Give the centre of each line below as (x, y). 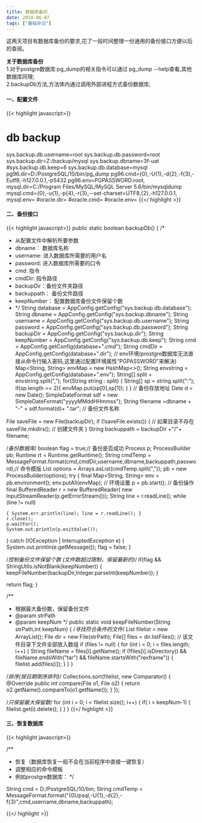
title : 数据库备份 (27, 12)
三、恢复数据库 (25, 724)
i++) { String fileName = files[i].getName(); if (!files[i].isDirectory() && (101, 651)
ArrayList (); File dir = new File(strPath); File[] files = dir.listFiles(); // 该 (101, 636)
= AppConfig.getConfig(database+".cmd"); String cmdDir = (89, 346)
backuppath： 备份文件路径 (49, 293)
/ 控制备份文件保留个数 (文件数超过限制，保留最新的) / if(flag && (84, 559)
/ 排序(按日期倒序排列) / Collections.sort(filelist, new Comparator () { (89, 676)
